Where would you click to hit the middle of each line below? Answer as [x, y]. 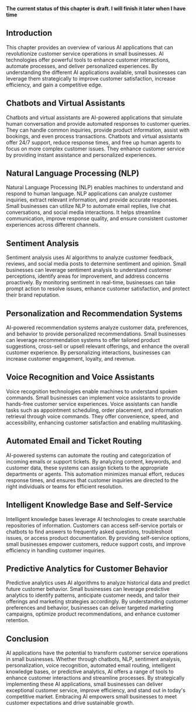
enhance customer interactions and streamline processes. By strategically [95, 678]
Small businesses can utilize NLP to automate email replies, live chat [88, 206]
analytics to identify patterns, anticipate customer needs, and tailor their [93, 595]
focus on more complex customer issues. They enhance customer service [95, 149]
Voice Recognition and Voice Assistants [80, 377]
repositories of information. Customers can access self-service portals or [94, 525]
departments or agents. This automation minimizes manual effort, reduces [95, 474]
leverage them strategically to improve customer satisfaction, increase [91, 78]
